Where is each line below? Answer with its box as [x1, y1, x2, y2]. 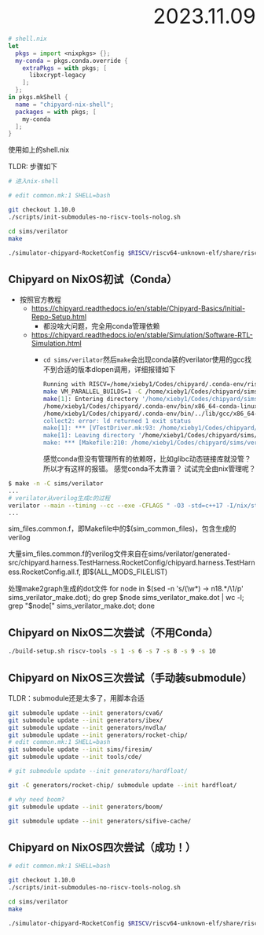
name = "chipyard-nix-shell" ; [15, 101, 114, 109]
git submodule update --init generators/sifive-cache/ [8, 817, 192, 825]
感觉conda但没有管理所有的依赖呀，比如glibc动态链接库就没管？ [42, 455, 251, 464]
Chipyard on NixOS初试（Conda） [8, 272, 178, 285]
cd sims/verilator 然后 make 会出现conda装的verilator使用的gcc [42, 355, 245, 364]
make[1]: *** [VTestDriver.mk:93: [42, 424, 156, 433]
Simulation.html [31, 339, 82, 348]
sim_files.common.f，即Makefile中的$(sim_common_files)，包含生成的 [8, 524, 237, 533]
